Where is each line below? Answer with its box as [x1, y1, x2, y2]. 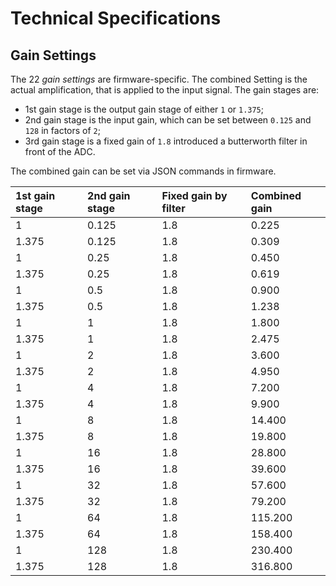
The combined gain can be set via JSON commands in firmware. [10, 165, 277, 177]
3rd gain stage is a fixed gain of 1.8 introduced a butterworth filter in [24, 135, 308, 147]
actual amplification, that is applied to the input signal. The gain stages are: [10, 84, 320, 96]
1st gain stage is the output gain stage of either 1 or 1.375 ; [24, 103, 265, 115]
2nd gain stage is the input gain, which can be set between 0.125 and [24, 114, 312, 126]
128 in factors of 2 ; [24, 125, 101, 136]
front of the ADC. [24, 146, 96, 157]
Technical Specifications [10, 7, 222, 30]
